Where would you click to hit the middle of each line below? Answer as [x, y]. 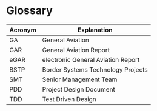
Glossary [30, 11]
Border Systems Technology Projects [95, 69]
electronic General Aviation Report [91, 59]
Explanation [95, 30]
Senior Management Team [80, 79]
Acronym [23, 30]
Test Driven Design [69, 99]
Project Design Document [78, 89]
